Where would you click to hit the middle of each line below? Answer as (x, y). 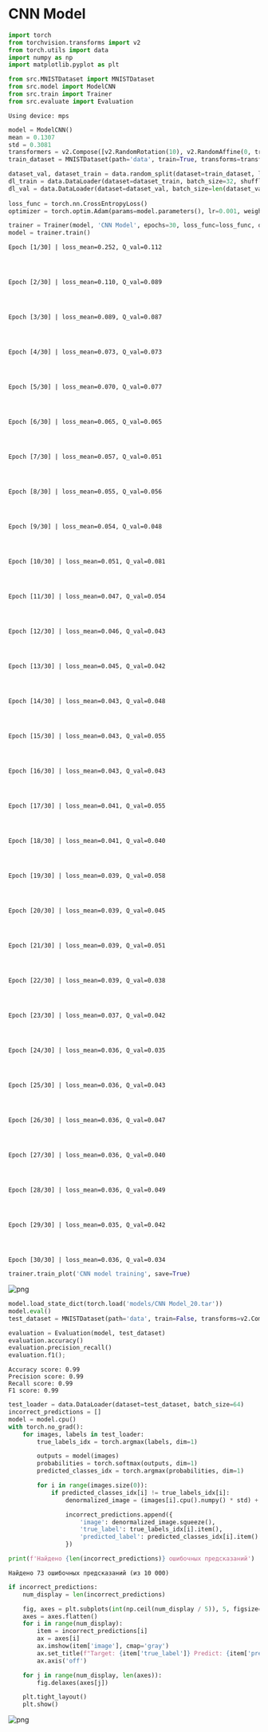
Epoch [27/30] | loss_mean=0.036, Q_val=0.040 (87, 1155)
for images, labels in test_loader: (84, 1434)
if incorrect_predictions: (53, 1587)
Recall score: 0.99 (41, 1384)
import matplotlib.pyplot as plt (64, 65)
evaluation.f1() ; (37, 1355)
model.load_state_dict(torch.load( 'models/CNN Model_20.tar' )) (116, 1304)
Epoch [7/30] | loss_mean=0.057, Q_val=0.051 (85, 457)
